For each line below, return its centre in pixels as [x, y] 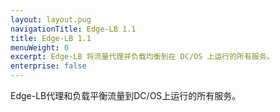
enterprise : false [48, 66]
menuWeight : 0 [40, 47]
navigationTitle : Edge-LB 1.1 [73, 29]
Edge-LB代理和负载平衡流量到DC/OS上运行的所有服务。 [126, 95]
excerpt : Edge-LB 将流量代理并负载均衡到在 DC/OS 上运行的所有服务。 [142, 57]
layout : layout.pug [51, 19]
